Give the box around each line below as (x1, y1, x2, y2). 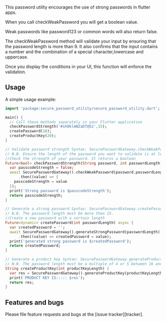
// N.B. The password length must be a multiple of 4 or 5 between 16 (5, 262, 154, 267)
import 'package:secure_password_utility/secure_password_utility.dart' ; (5, 106, 161, 111)
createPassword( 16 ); (9, 129, 52, 134)
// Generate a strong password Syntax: (5, 207, 87, 212)
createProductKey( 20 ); (9, 133, 56, 138)
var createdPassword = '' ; (9, 225, 65, 230)
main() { (5, 115, 23, 120)
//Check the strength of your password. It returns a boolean (5, 156, 136, 161)
